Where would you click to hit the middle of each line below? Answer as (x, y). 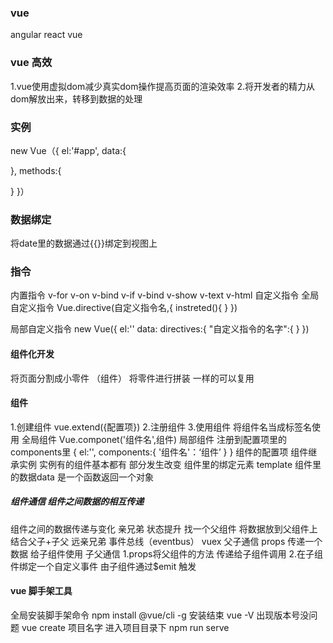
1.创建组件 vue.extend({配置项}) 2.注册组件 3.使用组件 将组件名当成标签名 (161, 427)
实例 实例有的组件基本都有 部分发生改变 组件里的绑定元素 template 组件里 (170, 464)
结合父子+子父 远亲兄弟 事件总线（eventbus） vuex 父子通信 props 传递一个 (166, 541)
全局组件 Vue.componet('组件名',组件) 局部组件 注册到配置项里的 (154, 439)
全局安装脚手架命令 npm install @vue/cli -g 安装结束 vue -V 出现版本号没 (160, 615)
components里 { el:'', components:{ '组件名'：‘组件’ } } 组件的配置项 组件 (159, 452)
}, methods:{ (36, 170)
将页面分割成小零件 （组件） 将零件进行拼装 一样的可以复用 (132, 378)
